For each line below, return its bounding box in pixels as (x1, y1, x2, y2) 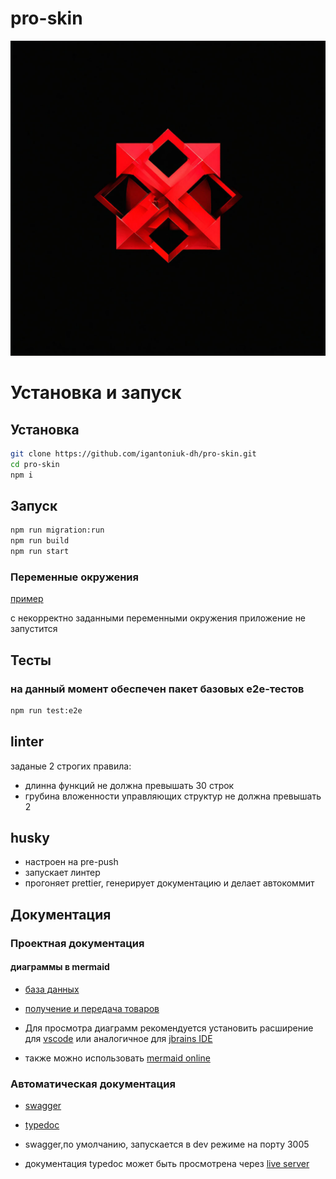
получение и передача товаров (24, 1003, 160, 1014)
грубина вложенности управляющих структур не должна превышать (24, 790, 322, 802)
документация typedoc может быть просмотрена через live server (24, 1158, 310, 1170)
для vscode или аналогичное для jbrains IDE (24, 1033, 213, 1044)
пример (10, 593, 44, 605)
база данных (24, 983, 80, 995)
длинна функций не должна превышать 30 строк (24, 779, 235, 791)
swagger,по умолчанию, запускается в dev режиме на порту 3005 (24, 1138, 310, 1151)
